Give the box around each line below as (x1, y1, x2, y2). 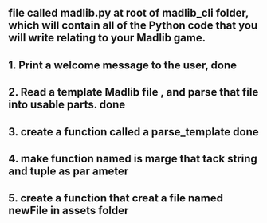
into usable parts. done (8, 98, 126, 111)
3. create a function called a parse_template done (8, 125, 259, 139)
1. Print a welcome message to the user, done (8, 58, 238, 72)
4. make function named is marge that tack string (8, 151, 257, 166)
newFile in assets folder (8, 204, 129, 217)
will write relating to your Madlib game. (8, 31, 206, 45)
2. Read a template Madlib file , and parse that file (8, 85, 259, 99)
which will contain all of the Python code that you (8, 19, 258, 33)
